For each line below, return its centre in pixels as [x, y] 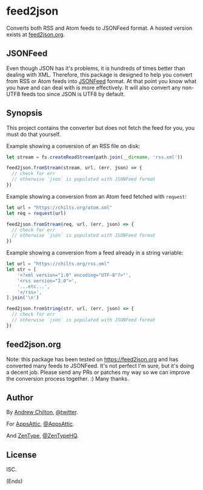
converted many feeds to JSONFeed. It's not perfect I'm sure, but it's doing [100, 366]
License [22, 454]
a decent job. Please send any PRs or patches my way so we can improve [98, 372]
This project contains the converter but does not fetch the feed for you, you [101, 128]
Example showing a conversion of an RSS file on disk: [73, 146]
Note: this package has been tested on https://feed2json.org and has [92, 359]
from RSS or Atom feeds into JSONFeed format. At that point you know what [101, 81]
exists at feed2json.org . [36, 34]
